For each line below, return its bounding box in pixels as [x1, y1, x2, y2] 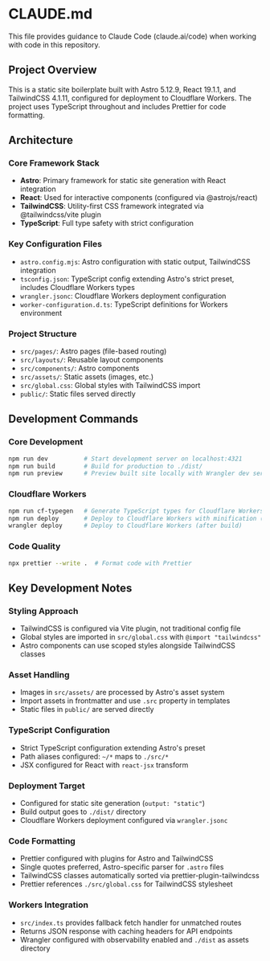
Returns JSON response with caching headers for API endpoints [19, 926, 233, 936]
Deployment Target [8, 780, 86, 791]
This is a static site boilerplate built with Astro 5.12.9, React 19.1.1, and [8, 84, 236, 94]
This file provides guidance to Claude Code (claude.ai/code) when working [8, 31, 257, 41]
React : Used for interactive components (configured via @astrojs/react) [19, 193, 259, 202]
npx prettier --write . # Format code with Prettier [8, 559, 193, 567]
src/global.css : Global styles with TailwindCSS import [19, 381, 201, 391]
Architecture [8, 133, 74, 147]
